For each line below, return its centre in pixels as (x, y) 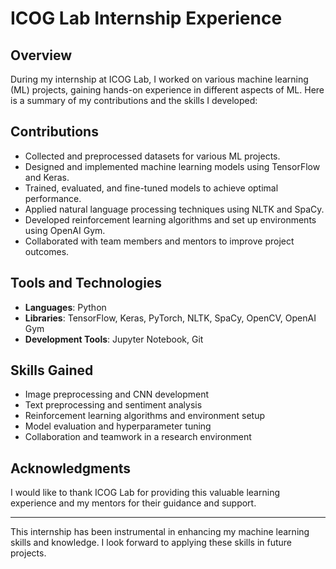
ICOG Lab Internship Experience (146, 18)
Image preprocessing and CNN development (117, 394)
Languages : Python (65, 307)
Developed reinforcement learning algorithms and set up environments (170, 219)
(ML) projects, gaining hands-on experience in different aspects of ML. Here (167, 90)
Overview (41, 55)
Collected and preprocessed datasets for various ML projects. (152, 156)
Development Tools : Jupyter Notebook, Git (114, 339)
